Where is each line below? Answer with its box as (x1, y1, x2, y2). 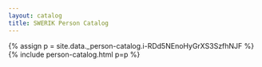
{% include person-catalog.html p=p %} (8, 49, 141, 59)
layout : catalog (8, 11, 62, 20)
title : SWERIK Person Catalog (8, 19, 109, 27)
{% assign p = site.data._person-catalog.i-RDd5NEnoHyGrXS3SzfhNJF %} (8, 41, 255, 50)
